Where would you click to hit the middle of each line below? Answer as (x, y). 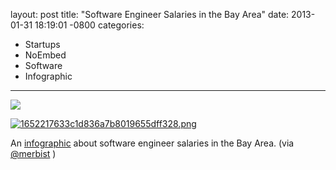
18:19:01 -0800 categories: (89, 25)
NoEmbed (45, 55)
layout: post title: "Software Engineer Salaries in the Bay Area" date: (150, 14)
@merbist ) (33, 153)
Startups (42, 44)
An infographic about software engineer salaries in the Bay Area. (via (152, 143)
